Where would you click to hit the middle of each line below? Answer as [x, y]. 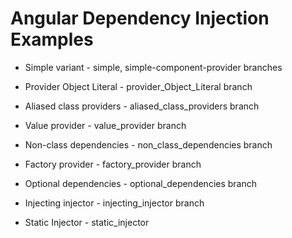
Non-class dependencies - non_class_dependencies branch [148, 144]
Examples [52, 39]
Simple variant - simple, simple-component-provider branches [153, 67]
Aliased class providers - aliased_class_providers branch [142, 106]
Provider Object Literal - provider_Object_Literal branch [138, 86]
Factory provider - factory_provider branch [113, 164]
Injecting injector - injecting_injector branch [114, 203]
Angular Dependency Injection [140, 18]
